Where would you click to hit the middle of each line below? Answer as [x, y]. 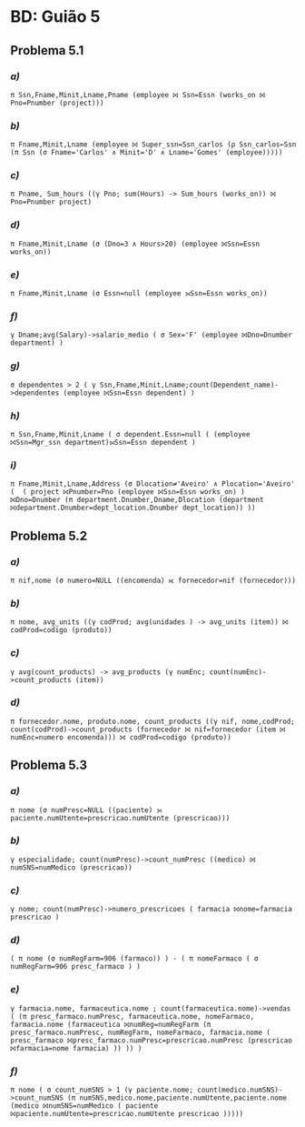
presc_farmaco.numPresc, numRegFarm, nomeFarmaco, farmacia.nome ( [141, 1032]
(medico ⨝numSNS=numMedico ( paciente [84, 1106]
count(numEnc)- [238, 672]
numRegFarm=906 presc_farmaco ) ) [76, 967]
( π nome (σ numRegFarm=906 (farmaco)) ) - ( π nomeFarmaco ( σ [134, 959]
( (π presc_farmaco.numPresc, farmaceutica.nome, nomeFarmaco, [133, 1016]
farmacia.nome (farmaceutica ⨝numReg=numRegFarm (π [111, 1024]
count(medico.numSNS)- [240, 1090]
